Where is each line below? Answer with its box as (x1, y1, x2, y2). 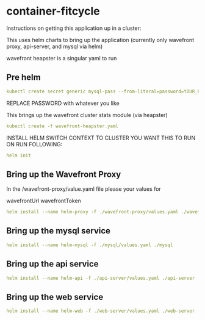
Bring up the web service (6, 291, 104, 302)
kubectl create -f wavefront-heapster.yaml (6, 123, 119, 129)
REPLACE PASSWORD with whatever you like (6, 99, 120, 107)
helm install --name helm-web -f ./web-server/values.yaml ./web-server (6, 308, 195, 315)
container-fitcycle (6, 4, 100, 18)
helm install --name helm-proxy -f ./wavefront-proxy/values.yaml (6, 209, 179, 215)
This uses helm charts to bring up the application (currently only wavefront (6, 36, 194, 43)
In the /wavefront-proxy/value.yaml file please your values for (6, 185, 162, 193)
